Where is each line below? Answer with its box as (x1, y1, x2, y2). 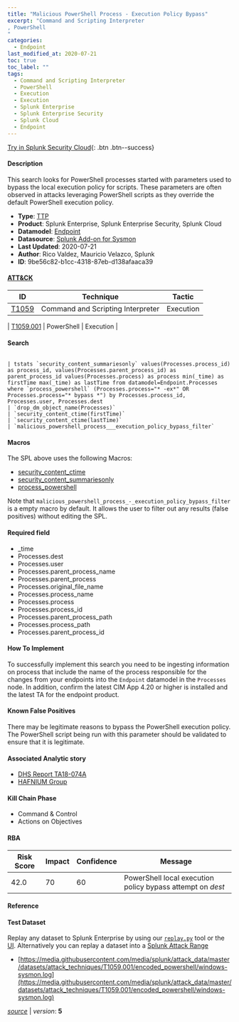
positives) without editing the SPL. (7, 512, 108, 521)
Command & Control (17, 810, 78, 818)
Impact (45, 856, 70, 866)
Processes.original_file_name (17, 582, 104, 591)
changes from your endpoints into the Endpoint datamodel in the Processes (7, 675, 226, 683)
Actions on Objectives (17, 817, 83, 826)
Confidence (76, 856, 117, 866)
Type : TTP (17, 211, 49, 220)
